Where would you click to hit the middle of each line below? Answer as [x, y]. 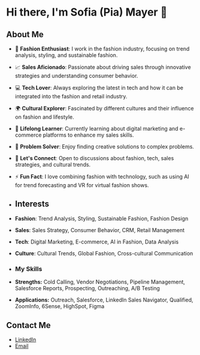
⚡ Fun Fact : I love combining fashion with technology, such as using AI [102, 177]
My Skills [28, 269]
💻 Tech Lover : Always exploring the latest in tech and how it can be [99, 88]
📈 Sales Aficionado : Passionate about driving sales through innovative [103, 67]
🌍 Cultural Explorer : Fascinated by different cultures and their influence [104, 108]
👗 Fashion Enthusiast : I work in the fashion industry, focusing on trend [102, 49]
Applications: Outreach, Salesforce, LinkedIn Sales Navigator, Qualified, [104, 300]
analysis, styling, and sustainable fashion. [66, 55]
